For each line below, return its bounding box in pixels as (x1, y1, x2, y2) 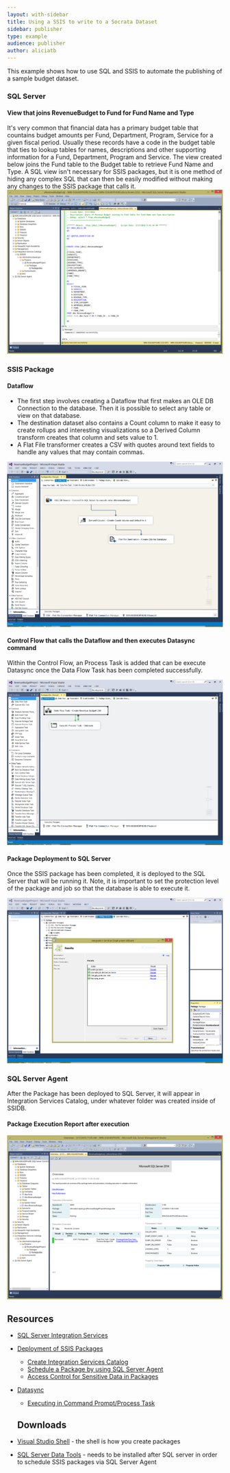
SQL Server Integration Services (16, 1331, 108, 1340)
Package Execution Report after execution (7, 1120, 130, 1128)
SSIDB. (7, 1104, 27, 1112)
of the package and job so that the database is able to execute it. (7, 884, 190, 892)
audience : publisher (7, 40, 66, 47)
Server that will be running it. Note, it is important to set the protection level (7, 877, 219, 886)
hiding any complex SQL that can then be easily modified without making (7, 175, 214, 183)
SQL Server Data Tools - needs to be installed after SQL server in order (16, 1450, 218, 1459)
